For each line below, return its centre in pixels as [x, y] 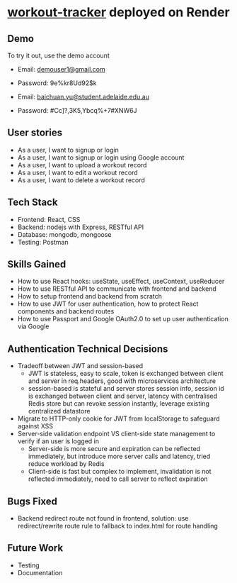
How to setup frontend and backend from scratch [90, 296]
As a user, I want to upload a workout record [82, 165]
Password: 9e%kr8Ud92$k [57, 83]
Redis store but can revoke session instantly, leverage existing [119, 404]
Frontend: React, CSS [49, 219]
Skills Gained [37, 264]
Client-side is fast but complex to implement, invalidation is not [120, 472]
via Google [33, 326]
